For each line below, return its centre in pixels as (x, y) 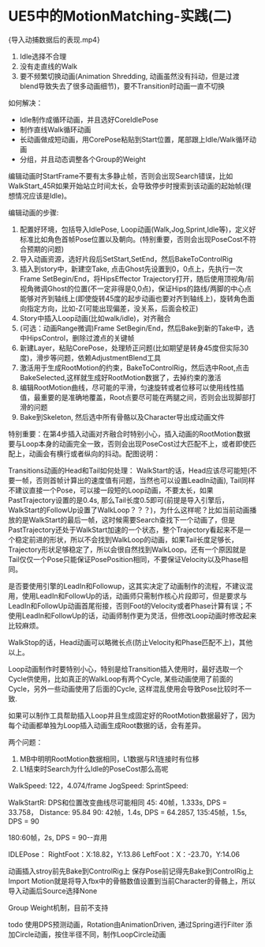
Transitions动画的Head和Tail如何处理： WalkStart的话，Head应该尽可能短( (129, 470)
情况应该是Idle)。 (43, 195)
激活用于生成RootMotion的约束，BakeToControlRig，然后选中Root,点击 (134, 368)
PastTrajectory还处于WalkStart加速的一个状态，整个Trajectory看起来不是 (126, 530)
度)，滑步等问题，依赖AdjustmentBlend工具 (90, 357)
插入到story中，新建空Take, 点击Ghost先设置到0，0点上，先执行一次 (131, 269)
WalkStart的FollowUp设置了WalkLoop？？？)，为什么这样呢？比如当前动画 (129, 510)
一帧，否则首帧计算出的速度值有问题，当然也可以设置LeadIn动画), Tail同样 (135, 480)
